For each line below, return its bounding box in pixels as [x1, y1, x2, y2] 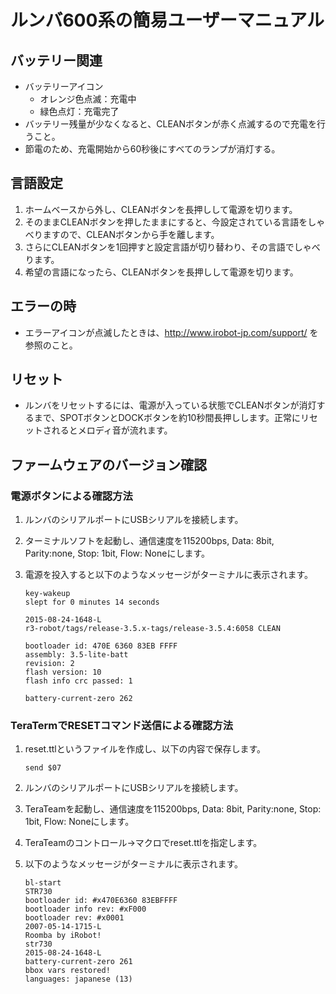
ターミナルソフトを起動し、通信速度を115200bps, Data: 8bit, [24, 535, 275, 547]
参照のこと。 [24, 339, 78, 351]
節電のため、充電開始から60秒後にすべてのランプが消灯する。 [24, 143, 281, 155]
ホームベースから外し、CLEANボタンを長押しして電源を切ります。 [24, 203, 298, 215]
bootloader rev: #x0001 [24, 913, 125, 923]
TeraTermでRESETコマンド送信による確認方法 [10, 719, 234, 733]
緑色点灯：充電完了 [39, 106, 120, 117]
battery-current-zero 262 [24, 694, 133, 704]
